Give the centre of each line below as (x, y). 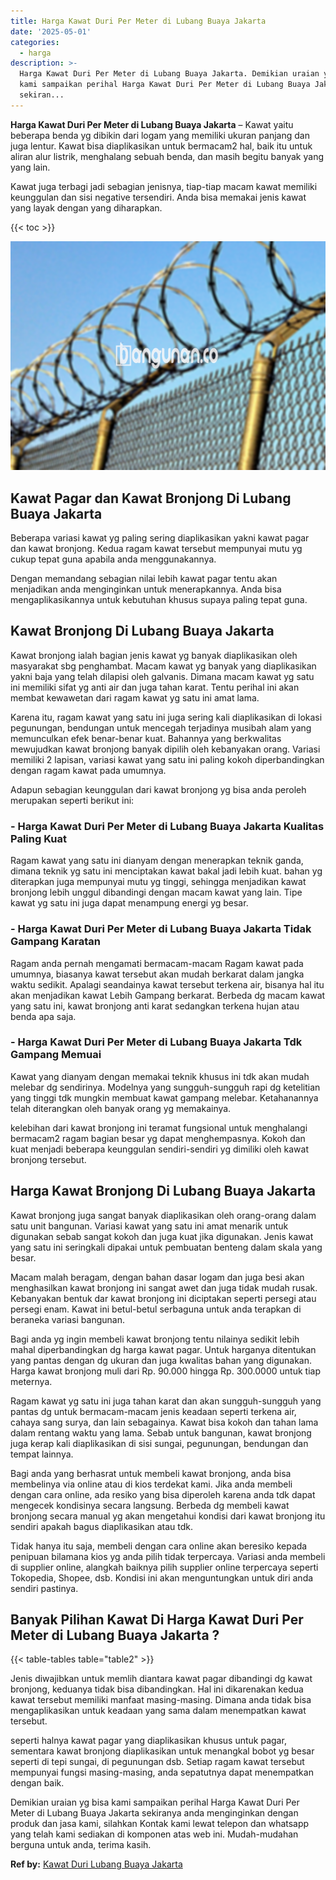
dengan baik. (37, 1783)
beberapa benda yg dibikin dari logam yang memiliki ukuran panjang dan (160, 135)
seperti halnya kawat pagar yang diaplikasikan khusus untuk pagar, (148, 1741)
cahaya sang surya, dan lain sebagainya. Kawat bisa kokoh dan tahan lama (164, 1422)
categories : (35, 42)
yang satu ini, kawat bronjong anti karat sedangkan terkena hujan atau (155, 1006)
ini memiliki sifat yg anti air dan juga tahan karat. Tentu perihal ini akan (155, 687)
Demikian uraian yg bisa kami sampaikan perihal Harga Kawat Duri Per (155, 1802)
